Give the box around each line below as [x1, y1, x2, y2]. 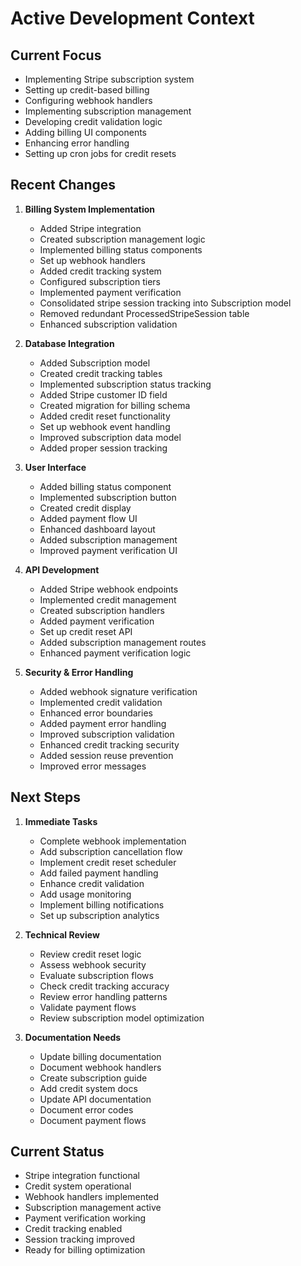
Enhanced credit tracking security [39, 738, 180, 751]
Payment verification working [24, 1212, 147, 1224]
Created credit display [39, 502, 132, 514]
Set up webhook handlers [39, 254, 146, 266]
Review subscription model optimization [39, 1012, 205, 1024]
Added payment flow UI [39, 512, 138, 524]
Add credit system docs [39, 1082, 138, 1094]
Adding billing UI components [24, 127, 147, 138]
